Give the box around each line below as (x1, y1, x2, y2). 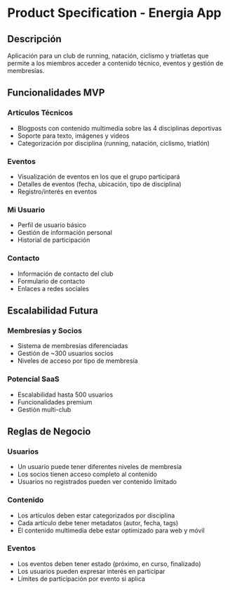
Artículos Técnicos (7, 108, 74, 117)
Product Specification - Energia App (7, 5, 222, 21)
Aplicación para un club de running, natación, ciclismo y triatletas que (7, 51, 209, 60)
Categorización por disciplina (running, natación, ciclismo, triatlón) (17, 139, 210, 147)
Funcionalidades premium (17, 397, 93, 406)
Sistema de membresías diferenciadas (17, 342, 128, 350)
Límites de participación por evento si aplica (17, 575, 146, 583)
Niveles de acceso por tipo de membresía (17, 357, 138, 365)
